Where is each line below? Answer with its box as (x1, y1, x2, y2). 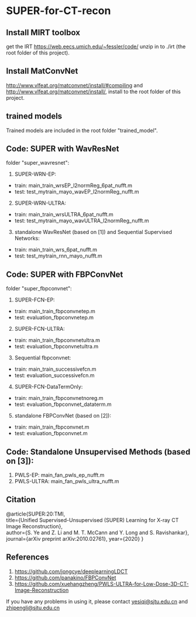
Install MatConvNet (6, 66, 78, 76)
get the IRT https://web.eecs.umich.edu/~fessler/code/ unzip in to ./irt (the (6, 43, 186, 50)
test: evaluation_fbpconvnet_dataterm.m (14, 401, 112, 408)
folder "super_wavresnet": (6, 160, 70, 167)
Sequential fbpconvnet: (14, 354, 71, 361)
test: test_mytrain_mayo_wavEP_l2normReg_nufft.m (14, 188, 139, 195)
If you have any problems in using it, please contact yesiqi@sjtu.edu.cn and (6, 598, 188, 605)
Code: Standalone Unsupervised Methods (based (6, 447, 191, 457)
